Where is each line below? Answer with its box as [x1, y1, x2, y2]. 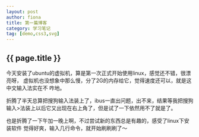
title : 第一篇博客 [6, 20, 48, 26]
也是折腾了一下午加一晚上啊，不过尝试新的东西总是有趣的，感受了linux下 [6, 117, 184, 124]
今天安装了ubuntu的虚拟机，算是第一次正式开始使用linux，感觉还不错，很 [6, 69, 186, 76]
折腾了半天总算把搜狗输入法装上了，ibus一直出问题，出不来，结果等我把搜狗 [6, 96, 194, 104]
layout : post [6, 8, 39, 15]
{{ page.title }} [6, 53, 61, 63]
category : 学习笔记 [6, 25, 51, 32]
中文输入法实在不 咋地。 [6, 84, 65, 91]
